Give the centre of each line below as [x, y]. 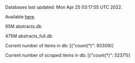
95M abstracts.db [23, 26]
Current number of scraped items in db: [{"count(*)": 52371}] [68, 55]
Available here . [20, 17]
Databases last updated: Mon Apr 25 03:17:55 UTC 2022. [64, 7]
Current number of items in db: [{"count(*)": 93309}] [59, 46]
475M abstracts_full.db [29, 36]
